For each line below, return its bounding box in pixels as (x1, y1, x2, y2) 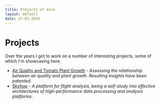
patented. (12, 78, 32, 84)
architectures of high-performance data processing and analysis (12, 88, 143, 94)
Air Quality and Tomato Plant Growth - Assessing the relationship (12, 68, 142, 73)
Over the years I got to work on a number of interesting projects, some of (5, 53, 152, 59)
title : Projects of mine (5, 7, 55, 12)
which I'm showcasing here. (5, 58, 61, 64)
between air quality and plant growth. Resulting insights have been (12, 73, 147, 79)
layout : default (5, 12, 38, 17)
